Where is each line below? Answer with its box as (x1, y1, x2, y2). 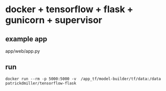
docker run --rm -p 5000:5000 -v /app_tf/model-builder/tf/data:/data (5, 76, 161, 81)
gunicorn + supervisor (5, 14, 103, 26)
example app (5, 35, 48, 43)
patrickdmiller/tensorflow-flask (5, 80, 77, 86)
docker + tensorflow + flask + (5, 4, 134, 15)
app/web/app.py (5, 48, 40, 54)
